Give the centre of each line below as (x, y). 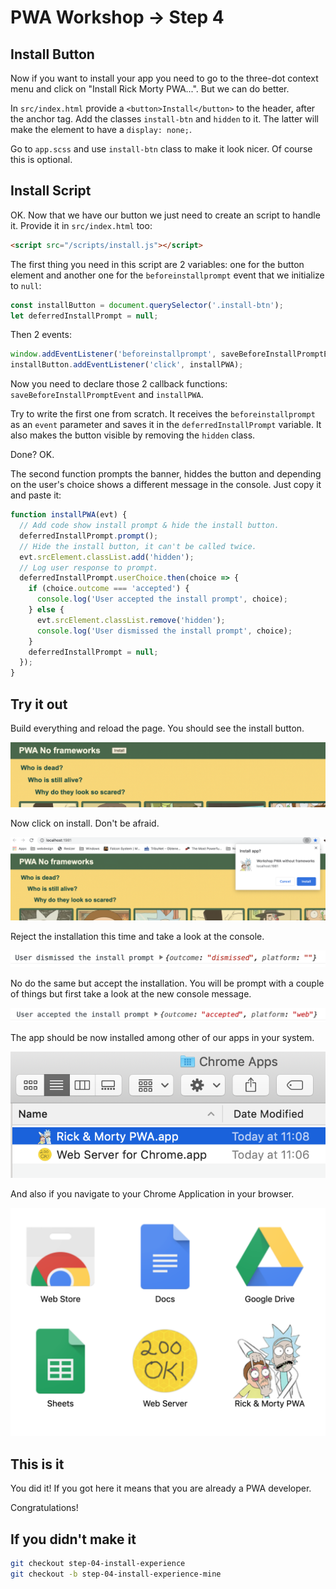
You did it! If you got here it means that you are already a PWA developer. (161, 1488)
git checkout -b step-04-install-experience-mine (116, 1574)
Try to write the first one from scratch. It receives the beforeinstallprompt (163, 414)
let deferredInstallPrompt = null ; (84, 316)
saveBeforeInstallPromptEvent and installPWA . (107, 395)
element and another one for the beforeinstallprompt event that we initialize (167, 275)
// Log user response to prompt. (89, 567)
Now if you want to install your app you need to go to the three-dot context (164, 78)
